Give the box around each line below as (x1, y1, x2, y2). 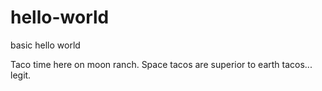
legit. (10, 69, 32, 81)
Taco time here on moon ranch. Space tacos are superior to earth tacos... (10, 58, 313, 70)
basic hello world (10, 39, 81, 51)
